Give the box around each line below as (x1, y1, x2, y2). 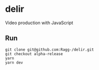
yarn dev (5, 60, 23, 65)
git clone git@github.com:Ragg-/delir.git (5, 47, 94, 52)
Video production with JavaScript (5, 20, 73, 26)
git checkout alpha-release (5, 51, 63, 56)
